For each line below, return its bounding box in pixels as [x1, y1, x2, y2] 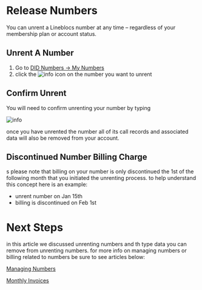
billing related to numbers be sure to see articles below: [6, 254, 146, 261]
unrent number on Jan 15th [15, 193, 83, 200]
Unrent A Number [6, 48, 74, 58]
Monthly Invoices [6, 277, 50, 285]
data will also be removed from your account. [6, 134, 120, 142]
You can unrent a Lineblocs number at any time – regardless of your [6, 24, 176, 31]
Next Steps [6, 220, 64, 234]
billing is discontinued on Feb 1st [15, 199, 97, 207]
